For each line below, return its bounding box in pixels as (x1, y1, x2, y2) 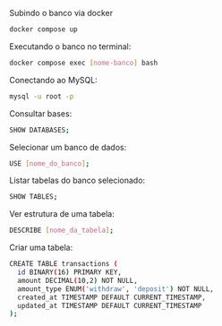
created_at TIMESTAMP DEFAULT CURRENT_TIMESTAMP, (17, 293, 206, 302)
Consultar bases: (9, 107, 73, 119)
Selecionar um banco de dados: (9, 142, 127, 152)
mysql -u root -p (9, 91, 74, 101)
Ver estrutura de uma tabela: (9, 209, 115, 219)
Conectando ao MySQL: (9, 74, 98, 85)
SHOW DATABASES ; (9, 125, 70, 134)
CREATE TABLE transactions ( (9, 260, 118, 269)
